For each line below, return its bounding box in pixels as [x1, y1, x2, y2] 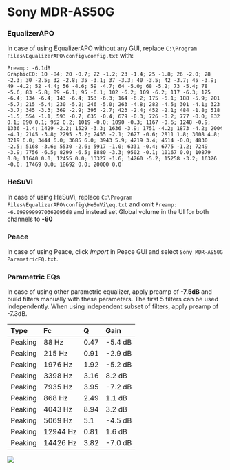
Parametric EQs [7, 273, 61, 281]
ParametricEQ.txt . [7, 255, 59, 264]
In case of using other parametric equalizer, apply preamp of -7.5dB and [7, 288, 212, 296]
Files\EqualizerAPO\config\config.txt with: [7, 52, 134, 60]
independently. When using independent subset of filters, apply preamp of [7, 302, 219, 310]
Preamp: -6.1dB [7, 65, 51, 72]
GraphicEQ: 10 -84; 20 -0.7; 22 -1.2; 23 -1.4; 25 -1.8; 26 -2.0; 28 [7, 71, 211, 78]
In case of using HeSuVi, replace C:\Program [7, 193, 133, 201]
